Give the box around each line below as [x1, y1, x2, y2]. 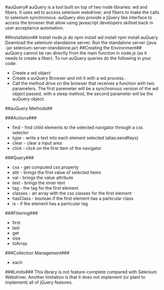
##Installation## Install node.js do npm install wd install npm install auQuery [5, 34, 158, 40]
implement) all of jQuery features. [5, 279, 73, 285]
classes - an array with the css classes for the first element [12, 191, 132, 196]
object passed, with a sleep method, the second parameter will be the [12, 91, 153, 97]
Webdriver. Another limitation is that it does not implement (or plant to [5, 274, 145, 280]
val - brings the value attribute [12, 175, 73, 180]
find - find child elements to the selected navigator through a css [12, 124, 143, 130]
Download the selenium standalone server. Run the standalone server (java [5, 40, 157, 46]
